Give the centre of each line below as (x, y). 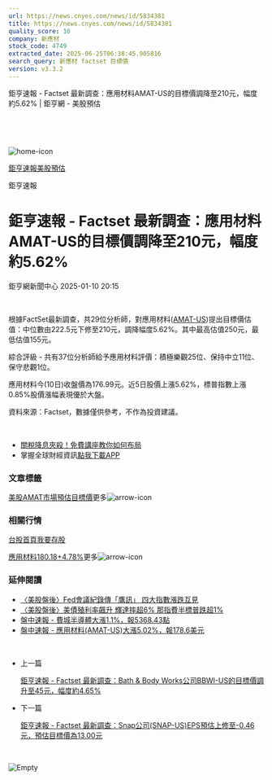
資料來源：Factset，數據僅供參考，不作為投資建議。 (95, 411)
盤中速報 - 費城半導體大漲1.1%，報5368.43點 (95, 620)
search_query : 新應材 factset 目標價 (69, 62)
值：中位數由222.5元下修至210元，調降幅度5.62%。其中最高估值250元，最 (134, 329)
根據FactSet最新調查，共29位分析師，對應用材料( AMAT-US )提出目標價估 (130, 319)
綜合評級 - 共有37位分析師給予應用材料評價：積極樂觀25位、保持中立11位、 (134, 357)
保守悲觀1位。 (31, 366)
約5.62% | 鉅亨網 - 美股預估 (55, 103)
